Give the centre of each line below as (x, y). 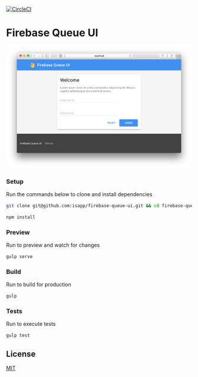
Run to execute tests (31, 324)
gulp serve (19, 257)
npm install (21, 217)
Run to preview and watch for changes (53, 245)
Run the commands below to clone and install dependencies (79, 194)
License (21, 354)
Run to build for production (39, 285)
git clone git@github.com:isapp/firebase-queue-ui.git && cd (83, 206)
